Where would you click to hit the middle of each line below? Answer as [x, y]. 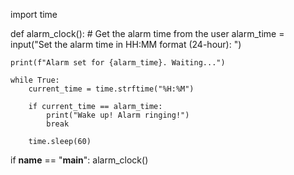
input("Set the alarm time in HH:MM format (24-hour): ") [126, 44]
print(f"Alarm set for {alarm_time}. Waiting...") [118, 63]
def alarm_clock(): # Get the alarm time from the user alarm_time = [147, 33]
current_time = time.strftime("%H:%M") [111, 89]
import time [34, 14]
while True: [35, 80]
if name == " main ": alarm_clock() [79, 160]
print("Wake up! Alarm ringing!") [118, 115]
